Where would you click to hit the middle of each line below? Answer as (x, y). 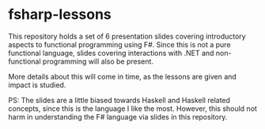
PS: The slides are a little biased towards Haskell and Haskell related (119, 100)
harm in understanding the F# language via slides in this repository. (118, 116)
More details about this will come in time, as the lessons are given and (123, 76)
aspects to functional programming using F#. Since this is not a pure (119, 44)
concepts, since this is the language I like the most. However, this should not (132, 109)
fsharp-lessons (60, 15)
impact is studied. (37, 85)
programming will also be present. (98, 61)
